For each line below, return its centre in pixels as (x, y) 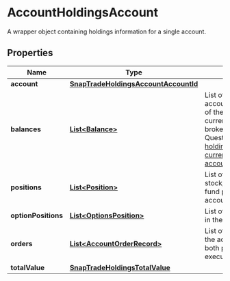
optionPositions (37, 215)
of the (214, 112)
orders (22, 243)
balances (26, 129)
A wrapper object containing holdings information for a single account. (107, 31)
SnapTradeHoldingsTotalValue (120, 267)
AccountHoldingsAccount (83, 13)
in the (214, 219)
